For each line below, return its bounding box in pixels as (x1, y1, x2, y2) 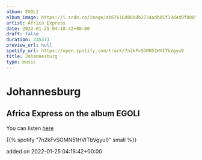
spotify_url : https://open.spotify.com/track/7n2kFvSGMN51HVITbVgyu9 (6, 48, 185, 54)
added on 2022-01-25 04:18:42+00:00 (6, 147, 102, 155)
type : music (6, 59, 36, 65)
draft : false (6, 31, 39, 37)
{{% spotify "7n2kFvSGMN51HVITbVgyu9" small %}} (6, 136, 137, 143)
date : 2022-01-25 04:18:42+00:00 (6, 25, 90, 32)
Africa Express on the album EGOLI (6, 108, 140, 119)
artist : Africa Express (6, 20, 66, 26)
